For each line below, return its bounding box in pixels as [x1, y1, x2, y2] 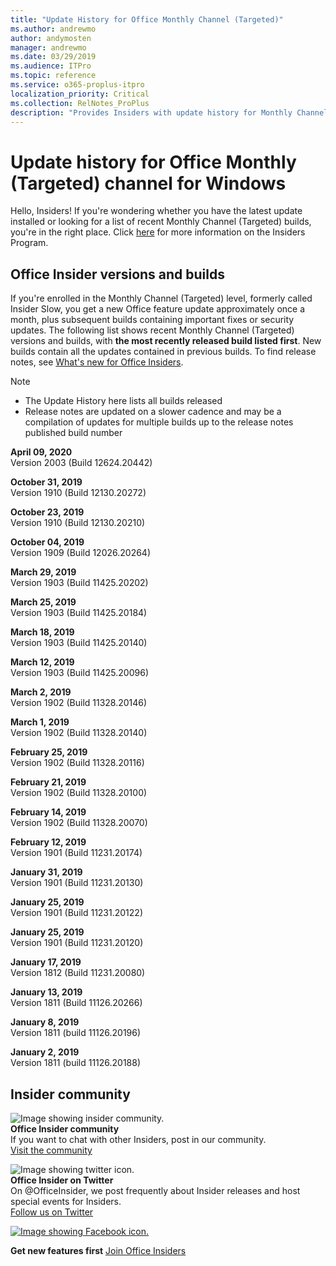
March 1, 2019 [10, 716, 70, 728]
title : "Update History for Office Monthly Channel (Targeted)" [10, 14, 284, 25]
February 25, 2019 [10, 746, 88, 758]
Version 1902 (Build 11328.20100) [10, 787, 148, 799]
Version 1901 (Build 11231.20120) [10, 937, 144, 949]
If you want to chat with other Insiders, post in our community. [10, 1133, 267, 1145]
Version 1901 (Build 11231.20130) [10, 877, 144, 889]
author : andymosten [10, 33, 92, 43]
